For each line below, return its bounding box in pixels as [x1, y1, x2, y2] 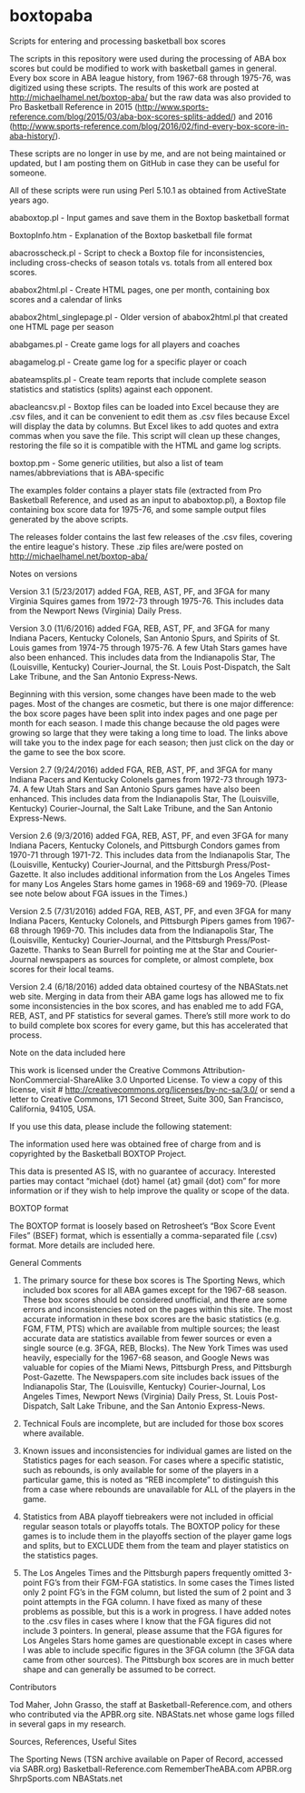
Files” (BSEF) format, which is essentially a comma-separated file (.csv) [9, 1230, 278, 1240]
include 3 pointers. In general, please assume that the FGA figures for [22, 1625, 283, 1636]
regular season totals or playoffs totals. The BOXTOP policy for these [22, 1520, 280, 1531]
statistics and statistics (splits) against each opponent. [9, 384, 213, 394]
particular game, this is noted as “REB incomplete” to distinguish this [22, 1474, 280, 1485]
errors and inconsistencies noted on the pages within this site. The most [22, 1303, 293, 1314]
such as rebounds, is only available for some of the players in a [22, 1464, 259, 1475]
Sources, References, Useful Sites [9, 1736, 138, 1747]
